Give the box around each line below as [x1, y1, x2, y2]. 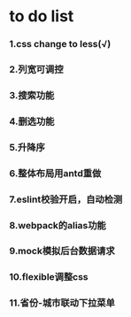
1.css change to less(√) [9, 38, 112, 50]
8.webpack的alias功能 [9, 219, 106, 231]
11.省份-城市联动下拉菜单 [9, 297, 115, 309]
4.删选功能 [9, 115, 55, 128]
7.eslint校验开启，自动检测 [9, 193, 123, 205]
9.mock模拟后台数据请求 [9, 245, 115, 258]
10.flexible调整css [9, 271, 89, 283]
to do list [9, 6, 74, 27]
